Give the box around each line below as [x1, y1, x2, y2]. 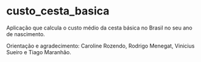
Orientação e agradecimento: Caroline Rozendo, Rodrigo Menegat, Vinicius [6, 42, 195, 49]
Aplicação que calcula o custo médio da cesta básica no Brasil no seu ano [6, 24, 193, 31]
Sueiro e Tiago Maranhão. [6, 48, 71, 55]
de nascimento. [6, 30, 46, 37]
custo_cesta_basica [6, 4, 110, 18]
